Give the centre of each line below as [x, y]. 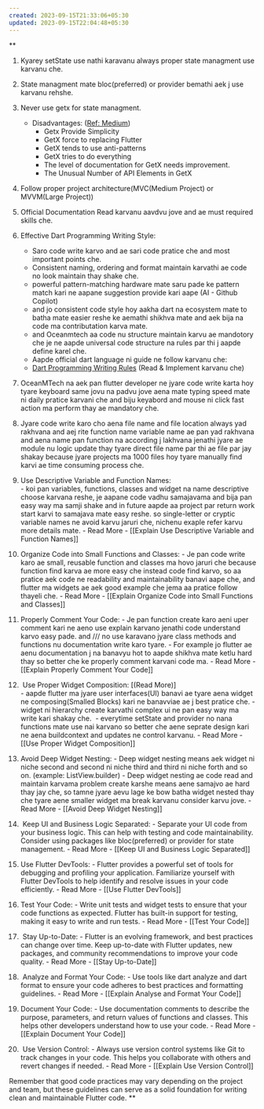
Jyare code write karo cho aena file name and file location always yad [133, 423]
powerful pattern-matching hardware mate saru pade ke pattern [136, 284]
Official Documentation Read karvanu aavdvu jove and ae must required [137, 212]
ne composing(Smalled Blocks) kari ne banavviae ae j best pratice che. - [137, 702]
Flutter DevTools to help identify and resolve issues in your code [124, 881]
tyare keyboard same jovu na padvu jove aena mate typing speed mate [135, 391]
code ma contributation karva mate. [90, 326]
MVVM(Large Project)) [57, 197]
